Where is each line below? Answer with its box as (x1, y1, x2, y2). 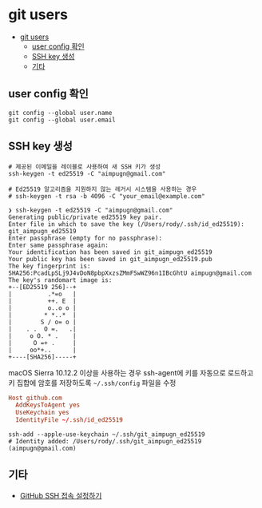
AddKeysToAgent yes (15, 401, 81, 409)
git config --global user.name (8, 109, 113, 117)
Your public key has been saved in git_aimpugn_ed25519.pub (8, 255, 213, 263)
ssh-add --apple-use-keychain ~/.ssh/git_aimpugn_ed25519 (8, 431, 205, 439)
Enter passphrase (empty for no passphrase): (8, 234, 162, 242)
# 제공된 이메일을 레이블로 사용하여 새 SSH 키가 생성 (8, 162, 161, 171)
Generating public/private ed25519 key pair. (8, 213, 162, 221)
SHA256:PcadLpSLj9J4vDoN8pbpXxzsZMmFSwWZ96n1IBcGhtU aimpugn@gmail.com (8, 269, 252, 277)
